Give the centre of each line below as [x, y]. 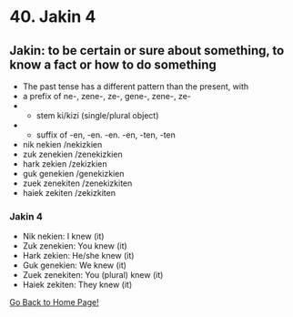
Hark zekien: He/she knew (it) [78, 256]
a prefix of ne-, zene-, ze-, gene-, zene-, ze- [106, 96]
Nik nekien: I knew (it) [63, 236]
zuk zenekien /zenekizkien [72, 154]
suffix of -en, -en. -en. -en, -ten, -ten [106, 135]
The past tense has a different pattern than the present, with [136, 87]
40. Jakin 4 [53, 17]
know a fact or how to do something [113, 64]
